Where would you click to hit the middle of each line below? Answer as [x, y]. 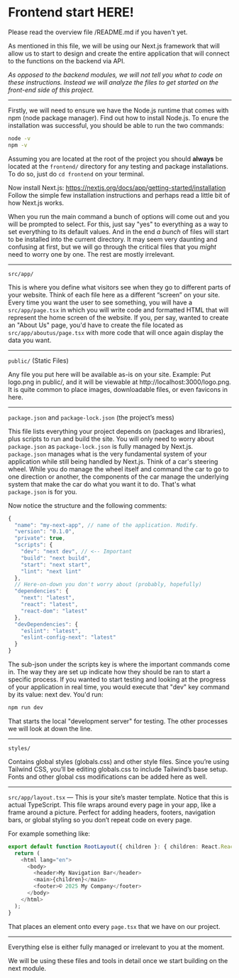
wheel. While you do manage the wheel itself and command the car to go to [118, 469]
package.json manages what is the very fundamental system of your [108, 454]
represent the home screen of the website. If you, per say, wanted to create [118, 317]
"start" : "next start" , [56, 565]
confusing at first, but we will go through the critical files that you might [112, 247]
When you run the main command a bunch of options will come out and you [119, 216]
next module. [27, 968]
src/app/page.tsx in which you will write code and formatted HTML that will [118, 309]
